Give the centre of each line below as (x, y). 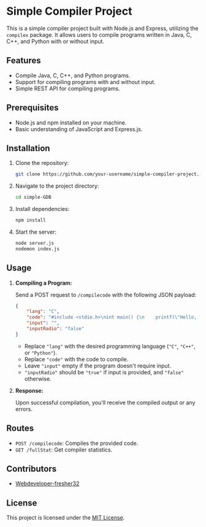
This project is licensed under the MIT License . (66, 518)
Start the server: (36, 232)
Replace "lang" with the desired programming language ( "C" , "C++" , (110, 346)
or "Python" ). (40, 352)
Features (24, 60)
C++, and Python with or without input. (55, 41)
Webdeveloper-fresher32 (47, 483)
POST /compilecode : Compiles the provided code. (77, 443)
